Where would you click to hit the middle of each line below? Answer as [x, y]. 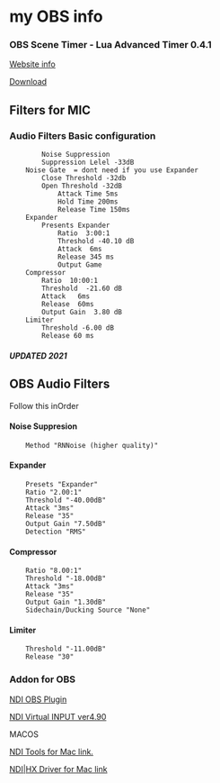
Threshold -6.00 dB [78, 328]
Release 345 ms [86, 257]
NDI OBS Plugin [38, 699]
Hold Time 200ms [88, 202]
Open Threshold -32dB [82, 187]
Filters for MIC [50, 110]
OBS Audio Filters [60, 384]
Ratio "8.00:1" [54, 571]
